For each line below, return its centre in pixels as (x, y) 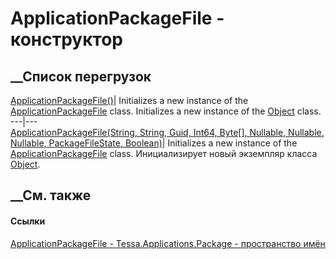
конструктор (66, 39)
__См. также (51, 195)
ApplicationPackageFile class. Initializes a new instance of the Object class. (166, 111)
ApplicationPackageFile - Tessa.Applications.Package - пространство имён (168, 243)
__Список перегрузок (81, 76)
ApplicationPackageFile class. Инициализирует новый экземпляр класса (164, 153)
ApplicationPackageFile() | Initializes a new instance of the (129, 100)
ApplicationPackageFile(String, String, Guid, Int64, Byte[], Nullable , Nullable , (167, 132)
